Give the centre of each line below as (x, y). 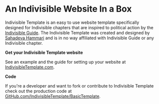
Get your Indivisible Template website (44, 52)
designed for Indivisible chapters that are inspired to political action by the (79, 27)
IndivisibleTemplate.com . (30, 67)
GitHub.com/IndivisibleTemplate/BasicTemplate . (53, 96)
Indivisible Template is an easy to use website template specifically (72, 22)
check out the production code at (38, 91)
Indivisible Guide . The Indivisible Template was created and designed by (77, 33)
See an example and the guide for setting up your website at (65, 62)
